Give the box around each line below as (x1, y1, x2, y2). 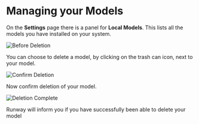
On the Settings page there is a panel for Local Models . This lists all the (6, 24, 183, 31)
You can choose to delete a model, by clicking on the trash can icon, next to (6, 53, 193, 60)
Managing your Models (6, 4, 124, 18)
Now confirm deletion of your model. (6, 82, 97, 90)
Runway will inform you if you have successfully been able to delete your (6, 106, 186, 113)
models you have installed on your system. (6, 30, 112, 37)
